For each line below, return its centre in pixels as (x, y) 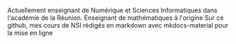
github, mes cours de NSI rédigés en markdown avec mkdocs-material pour (118, 25)
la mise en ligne (30, 33)
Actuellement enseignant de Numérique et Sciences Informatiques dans (112, 10)
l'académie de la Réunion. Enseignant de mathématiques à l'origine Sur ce (116, 18)
